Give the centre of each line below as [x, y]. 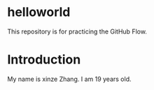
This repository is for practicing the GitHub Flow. [77, 31]
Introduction [44, 60]
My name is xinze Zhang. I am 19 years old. [69, 79]
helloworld [39, 12]
